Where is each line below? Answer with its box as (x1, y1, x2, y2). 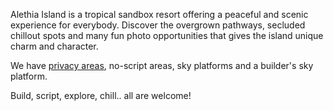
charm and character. (10, 40, 99, 52)
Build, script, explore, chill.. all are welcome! (10, 90, 192, 101)
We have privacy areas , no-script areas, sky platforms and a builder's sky (10, 60, 314, 71)
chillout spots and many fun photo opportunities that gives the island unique (10, 30, 324, 41)
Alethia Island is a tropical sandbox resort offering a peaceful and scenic (10, 9, 309, 20)
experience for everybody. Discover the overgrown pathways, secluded (10, 19, 306, 31)
